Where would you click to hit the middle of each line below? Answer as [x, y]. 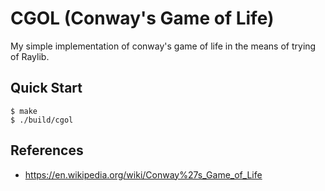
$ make [24, 111]
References [47, 150]
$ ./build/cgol [42, 120]
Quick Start [46, 88]
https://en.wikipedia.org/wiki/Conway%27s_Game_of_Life [143, 174]
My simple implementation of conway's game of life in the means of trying [163, 46]
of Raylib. [30, 56]
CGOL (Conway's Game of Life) [142, 18]
